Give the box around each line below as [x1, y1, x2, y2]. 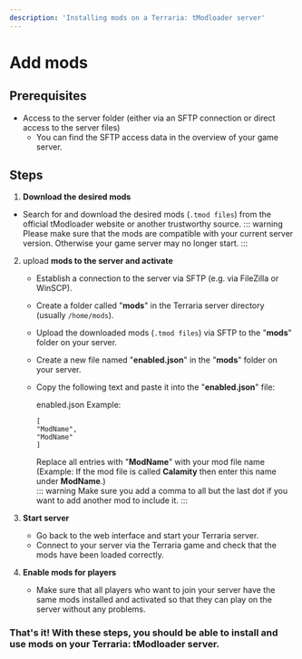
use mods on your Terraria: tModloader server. [9, 638, 220, 651]
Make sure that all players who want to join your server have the [35, 585, 276, 596]
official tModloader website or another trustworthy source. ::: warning [22, 218, 283, 229]
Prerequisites [9, 88, 87, 104]
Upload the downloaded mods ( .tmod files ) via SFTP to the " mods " [35, 327, 292, 338]
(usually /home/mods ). [35, 310, 114, 321]
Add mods [9, 52, 89, 73]
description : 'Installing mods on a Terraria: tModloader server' [9, 13, 266, 23]
